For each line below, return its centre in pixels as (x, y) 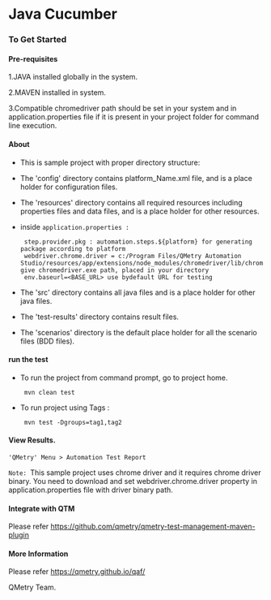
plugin (19, 535)
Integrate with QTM (42, 508)
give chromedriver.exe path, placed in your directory (114, 270)
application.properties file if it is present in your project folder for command (134, 117)
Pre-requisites (33, 58)
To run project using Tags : (65, 408)
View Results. (32, 440)
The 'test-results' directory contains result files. (100, 317)
